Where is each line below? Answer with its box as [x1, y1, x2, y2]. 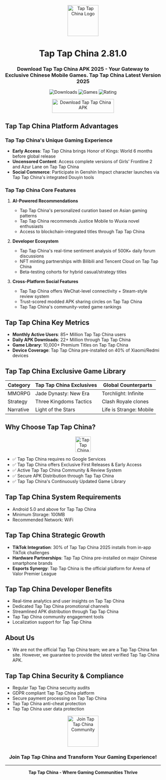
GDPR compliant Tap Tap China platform [12, 690, 95, 696]
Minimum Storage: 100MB [12, 511, 65, 517]
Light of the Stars [35, 406, 76, 413]
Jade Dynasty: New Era [35, 390, 90, 397]
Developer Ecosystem [12, 238, 59, 244]
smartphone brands [12, 560, 53, 566]
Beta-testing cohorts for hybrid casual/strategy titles [19, 269, 127, 275]
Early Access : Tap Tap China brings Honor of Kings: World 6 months [12, 148, 153, 154]
